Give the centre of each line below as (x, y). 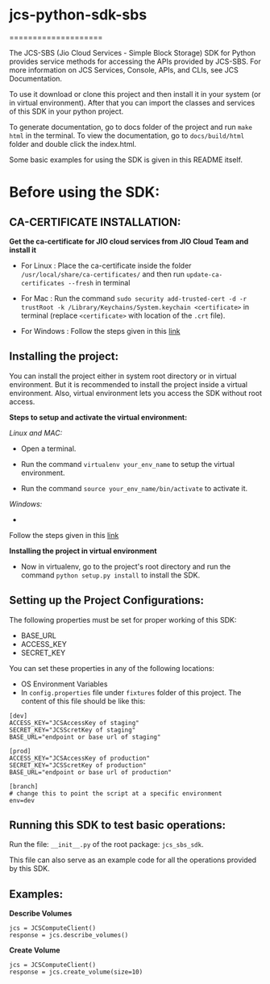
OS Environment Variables (64, 684)
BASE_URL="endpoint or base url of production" (91, 772)
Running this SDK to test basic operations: (118, 825)
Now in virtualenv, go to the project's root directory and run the (126, 566)
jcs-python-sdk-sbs (78, 15)
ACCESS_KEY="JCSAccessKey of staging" (74, 723)
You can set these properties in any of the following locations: (112, 668)
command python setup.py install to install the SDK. (110, 575)
